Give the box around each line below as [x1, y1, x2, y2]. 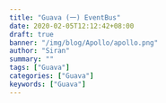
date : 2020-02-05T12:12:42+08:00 [9, 21, 135, 30]
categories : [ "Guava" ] [9, 72, 94, 81]
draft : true [9, 30, 54, 39]
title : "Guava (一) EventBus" [9, 13, 121, 22]
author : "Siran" [9, 47, 70, 56]
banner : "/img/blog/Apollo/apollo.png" [9, 38, 159, 47]
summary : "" [9, 55, 54, 64]
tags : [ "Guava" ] [9, 64, 70, 73]
